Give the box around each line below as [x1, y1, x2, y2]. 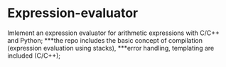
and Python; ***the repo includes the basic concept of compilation [7, 36, 203, 44]
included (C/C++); [7, 51, 61, 60]
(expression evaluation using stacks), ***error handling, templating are [7, 43, 215, 52]
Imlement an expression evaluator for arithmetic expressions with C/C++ [7, 29, 220, 37]
